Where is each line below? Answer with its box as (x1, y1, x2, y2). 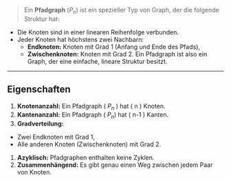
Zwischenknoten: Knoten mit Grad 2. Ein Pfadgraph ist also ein (27, 49, 208, 58)
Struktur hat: (23, 14, 60, 23)
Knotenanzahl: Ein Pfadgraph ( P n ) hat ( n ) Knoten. (16, 102, 166, 112)
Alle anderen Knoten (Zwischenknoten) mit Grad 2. (16, 140, 162, 148)
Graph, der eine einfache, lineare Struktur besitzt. (27, 57, 168, 65)
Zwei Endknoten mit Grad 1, (16, 133, 95, 141)
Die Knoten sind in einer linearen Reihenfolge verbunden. (16, 27, 179, 36)
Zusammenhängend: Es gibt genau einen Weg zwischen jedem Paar (16, 161, 213, 169)
